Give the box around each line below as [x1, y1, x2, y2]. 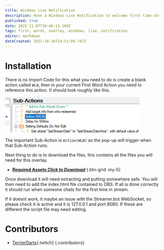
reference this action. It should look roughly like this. [5, 87, 111, 93]
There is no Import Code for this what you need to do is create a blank [5, 76, 146, 83]
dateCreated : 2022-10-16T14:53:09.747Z [5, 39, 86, 44]
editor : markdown [5, 34, 41, 39]
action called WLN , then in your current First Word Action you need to [5, 82, 142, 88]
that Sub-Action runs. [5, 142, 48, 148]
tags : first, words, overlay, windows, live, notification [5, 28, 128, 34]
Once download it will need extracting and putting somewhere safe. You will [5, 176, 158, 182]
